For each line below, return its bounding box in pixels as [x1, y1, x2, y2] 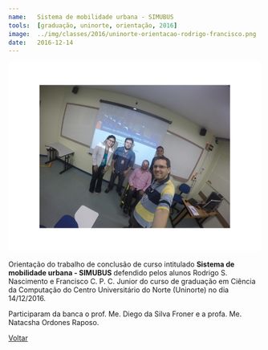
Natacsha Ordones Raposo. [8, 318, 99, 328]
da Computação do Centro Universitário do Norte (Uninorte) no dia [8, 285, 229, 295]
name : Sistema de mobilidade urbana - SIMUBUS [8, 13, 174, 21]
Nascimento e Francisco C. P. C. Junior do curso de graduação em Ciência [8, 277, 256, 287]
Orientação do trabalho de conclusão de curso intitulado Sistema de [8, 259, 235, 269]
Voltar [8, 333, 28, 343]
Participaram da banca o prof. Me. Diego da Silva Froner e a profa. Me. [8, 309, 242, 319]
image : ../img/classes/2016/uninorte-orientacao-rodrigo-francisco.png [8, 30, 257, 38]
